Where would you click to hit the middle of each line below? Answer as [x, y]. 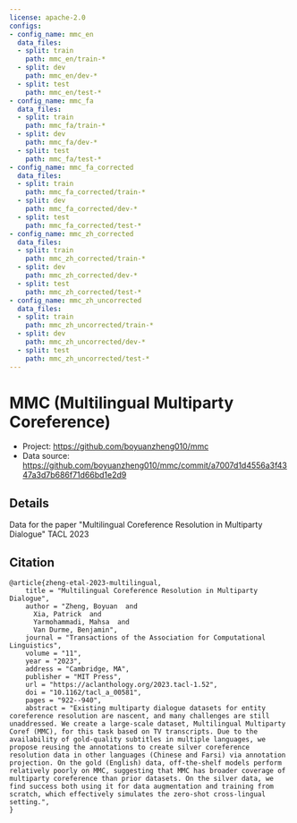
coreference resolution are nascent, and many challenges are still [140, 717]
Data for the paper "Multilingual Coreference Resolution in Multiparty [136, 525]
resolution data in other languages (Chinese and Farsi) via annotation [148, 755]
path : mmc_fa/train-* [65, 126]
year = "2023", [54, 662]
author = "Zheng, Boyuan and [82, 607]
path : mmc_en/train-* [65, 59]
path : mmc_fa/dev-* [62, 142]
